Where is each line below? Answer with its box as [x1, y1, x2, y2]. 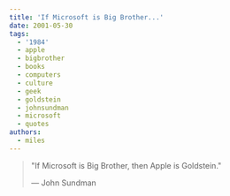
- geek [17, 87, 42, 95]
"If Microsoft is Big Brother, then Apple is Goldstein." [30, 160, 222, 170]
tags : [9, 29, 29, 38]
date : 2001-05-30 [9, 21, 73, 30]
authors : [9, 128, 42, 137]
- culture [17, 79, 53, 87]
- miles [17, 136, 46, 145]
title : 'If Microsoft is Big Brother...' [9, 12, 165, 22]
